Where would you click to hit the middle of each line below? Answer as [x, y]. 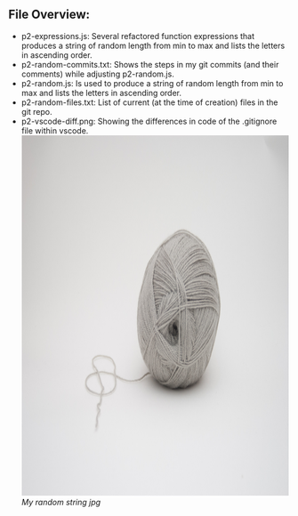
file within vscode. [55, 130]
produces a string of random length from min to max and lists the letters [153, 45]
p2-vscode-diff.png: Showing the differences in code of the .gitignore [149, 121]
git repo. [36, 111]
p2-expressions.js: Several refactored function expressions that [138, 36]
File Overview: [49, 15]
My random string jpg [61, 502]
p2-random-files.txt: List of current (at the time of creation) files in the [149, 102]
